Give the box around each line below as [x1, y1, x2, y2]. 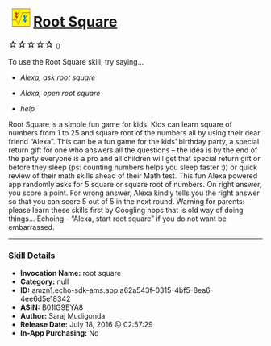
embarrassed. [8, 222, 55, 231]
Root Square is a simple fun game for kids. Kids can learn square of [8, 119, 232, 129]
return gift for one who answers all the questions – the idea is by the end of [8, 145, 258, 155]
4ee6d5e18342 [19, 294, 71, 304]
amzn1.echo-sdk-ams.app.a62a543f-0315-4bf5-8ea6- [31, 286, 214, 295]
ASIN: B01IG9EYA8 [19, 302, 84, 312]
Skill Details [8, 250, 56, 261]
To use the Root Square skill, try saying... [8, 56, 144, 66]
